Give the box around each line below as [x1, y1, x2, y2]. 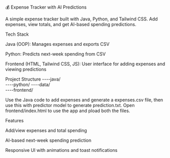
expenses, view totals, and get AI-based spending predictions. [5, 21, 136, 27]
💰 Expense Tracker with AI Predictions [5, 4, 87, 10]
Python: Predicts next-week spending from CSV [5, 51, 106, 57]
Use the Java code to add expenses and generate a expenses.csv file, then [5, 97, 163, 103]
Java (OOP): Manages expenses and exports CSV [5, 41, 110, 47]
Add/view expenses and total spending [5, 127, 88, 134]
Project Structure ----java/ [5, 76, 61, 82]
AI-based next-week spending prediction [5, 137, 92, 143]
